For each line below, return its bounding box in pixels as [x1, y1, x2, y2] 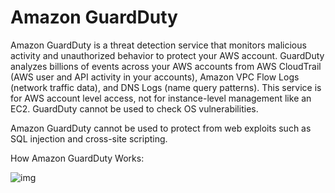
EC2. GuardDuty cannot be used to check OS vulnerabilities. [10, 102, 259, 115]
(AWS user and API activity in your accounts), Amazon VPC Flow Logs [10, 71, 300, 83]
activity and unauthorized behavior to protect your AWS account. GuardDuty [10, 49, 325, 61]
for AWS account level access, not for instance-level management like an [10, 92, 312, 104]
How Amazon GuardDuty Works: [10, 152, 145, 164]
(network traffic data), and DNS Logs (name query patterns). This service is [10, 81, 322, 93]
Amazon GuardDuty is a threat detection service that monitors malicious [10, 39, 307, 51]
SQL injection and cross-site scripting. [10, 132, 168, 145]
